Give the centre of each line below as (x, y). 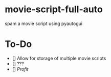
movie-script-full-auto (54, 9)
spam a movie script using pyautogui (44, 23)
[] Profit (20, 69)
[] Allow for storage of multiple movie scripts (59, 58)
